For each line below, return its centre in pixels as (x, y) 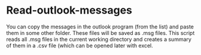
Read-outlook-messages (69, 10)
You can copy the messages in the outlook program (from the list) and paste (100, 27)
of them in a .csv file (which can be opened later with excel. (80, 46)
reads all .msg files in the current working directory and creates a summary (99, 39)
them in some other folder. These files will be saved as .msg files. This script (100, 33)
